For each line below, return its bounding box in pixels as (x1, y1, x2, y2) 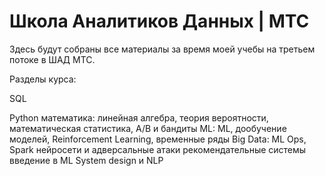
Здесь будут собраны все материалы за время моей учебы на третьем (9, 43, 316, 55)
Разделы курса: (9, 73, 77, 85)
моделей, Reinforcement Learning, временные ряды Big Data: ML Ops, (9, 133, 307, 145)
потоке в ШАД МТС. (9, 53, 96, 65)
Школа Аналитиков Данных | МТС (9, 10, 310, 33)
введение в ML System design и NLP (9, 154, 164, 166)
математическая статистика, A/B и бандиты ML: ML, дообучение (9, 122, 287, 134)
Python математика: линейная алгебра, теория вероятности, (9, 111, 269, 124)
